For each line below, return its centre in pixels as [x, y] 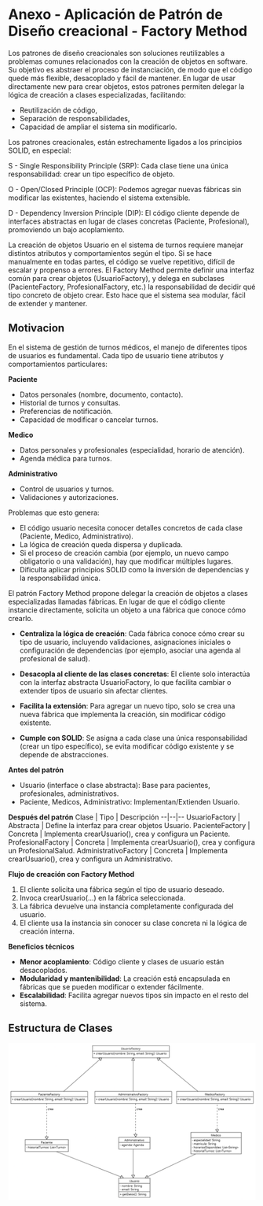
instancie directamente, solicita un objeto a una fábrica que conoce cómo [127, 610]
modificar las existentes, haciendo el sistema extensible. [99, 198]
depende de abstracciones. [64, 754]
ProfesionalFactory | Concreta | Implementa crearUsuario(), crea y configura [131, 842]
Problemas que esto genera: [54, 512]
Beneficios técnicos [41, 946]
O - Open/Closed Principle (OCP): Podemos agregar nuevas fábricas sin [125, 189]
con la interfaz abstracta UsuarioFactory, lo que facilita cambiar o [125, 682]
